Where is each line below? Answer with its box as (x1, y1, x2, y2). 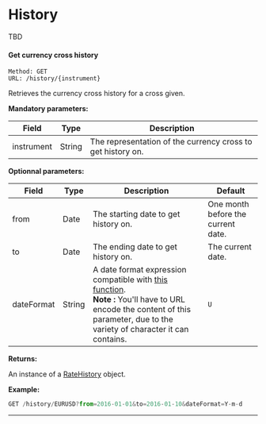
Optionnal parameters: (8, 167, 85, 176)
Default (216, 185, 245, 196)
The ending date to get (92, 241, 178, 252)
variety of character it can (92, 324, 189, 335)
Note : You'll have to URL (92, 294, 186, 305)
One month (207, 199, 249, 210)
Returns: (8, 354, 38, 364)
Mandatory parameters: (8, 104, 89, 114)
